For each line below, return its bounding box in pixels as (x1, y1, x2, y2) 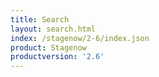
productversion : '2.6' (10, 52, 105, 62)
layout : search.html (10, 24, 97, 34)
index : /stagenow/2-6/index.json (10, 33, 150, 43)
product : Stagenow (10, 42, 87, 53)
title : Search (10, 14, 70, 25)
